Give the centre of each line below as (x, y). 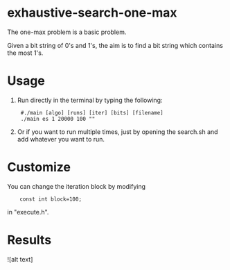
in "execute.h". (28, 212)
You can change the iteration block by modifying (76, 186)
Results (29, 240)
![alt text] (20, 259)
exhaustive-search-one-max (92, 13)
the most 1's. (25, 53)
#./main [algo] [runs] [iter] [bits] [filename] (92, 112)
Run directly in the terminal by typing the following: (90, 100)
